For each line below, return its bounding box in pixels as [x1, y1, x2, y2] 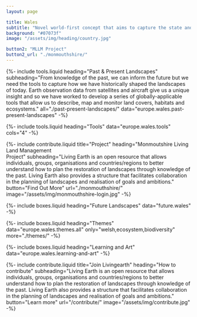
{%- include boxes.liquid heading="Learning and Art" [6, 243, 135, 251]
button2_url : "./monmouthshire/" [6, 52, 88, 58]
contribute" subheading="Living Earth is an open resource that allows [6, 267, 175, 274]
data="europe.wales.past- [121, 105, 185, 112]
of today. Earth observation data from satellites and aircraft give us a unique [6, 86, 189, 94]
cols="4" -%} [6, 129, 39, 136]
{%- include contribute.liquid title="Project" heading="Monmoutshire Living [6, 141, 189, 148]
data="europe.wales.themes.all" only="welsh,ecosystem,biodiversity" [6, 226, 175, 233]
